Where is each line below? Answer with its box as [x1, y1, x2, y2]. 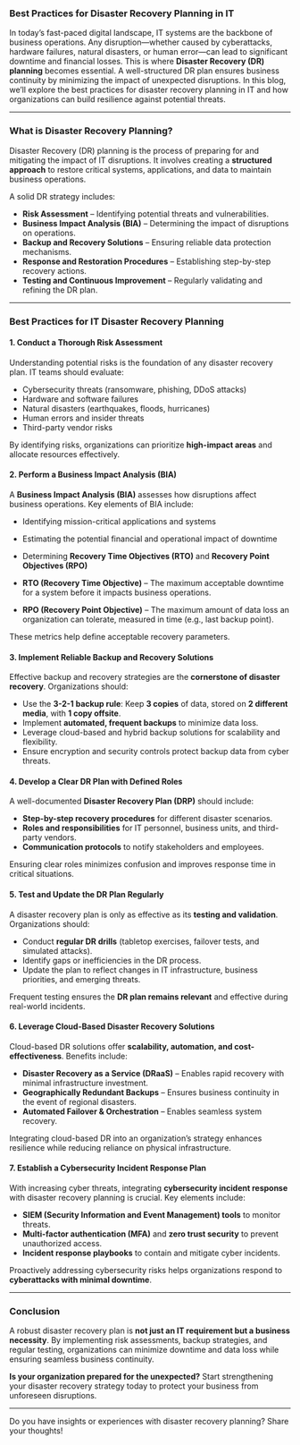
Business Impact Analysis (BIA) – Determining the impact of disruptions [21, 217, 289, 228]
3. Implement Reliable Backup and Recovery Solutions [9, 651, 214, 662]
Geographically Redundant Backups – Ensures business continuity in [21, 1086, 279, 1098]
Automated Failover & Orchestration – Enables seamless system [21, 1106, 262, 1117]
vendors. [44, 832, 78, 843]
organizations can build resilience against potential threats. [9, 94, 226, 105]
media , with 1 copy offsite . [21, 708, 121, 718]
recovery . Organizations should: [9, 681, 129, 692]
